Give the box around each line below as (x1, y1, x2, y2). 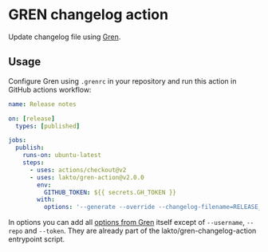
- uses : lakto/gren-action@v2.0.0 (29, 173, 145, 181)
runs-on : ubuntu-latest (22, 152, 102, 159)
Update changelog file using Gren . (8, 32, 121, 41)
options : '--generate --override (43, 203, 156, 211)
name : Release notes (8, 100, 77, 108)
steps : (22, 159, 45, 167)
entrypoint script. (8, 234, 65, 244)
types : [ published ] (15, 122, 81, 130)
